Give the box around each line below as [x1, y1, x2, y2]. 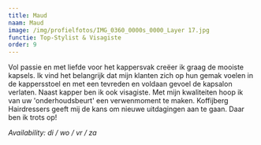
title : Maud [8, 11, 47, 20]
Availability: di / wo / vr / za [8, 128, 97, 138]
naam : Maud [8, 19, 44, 27]
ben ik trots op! [8, 113, 58, 122]
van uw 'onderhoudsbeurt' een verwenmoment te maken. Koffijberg [8, 96, 229, 106]
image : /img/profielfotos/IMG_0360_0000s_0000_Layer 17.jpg [8, 26, 211, 34]
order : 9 [8, 41, 37, 49]
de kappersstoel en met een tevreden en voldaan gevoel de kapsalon [8, 80, 233, 89]
